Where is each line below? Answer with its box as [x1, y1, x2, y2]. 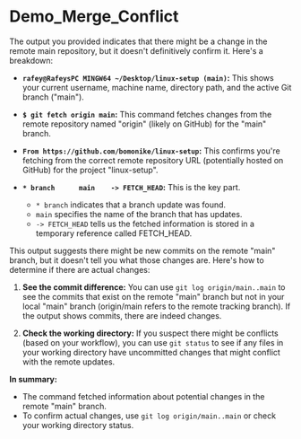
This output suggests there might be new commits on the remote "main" [9, 245, 276, 256]
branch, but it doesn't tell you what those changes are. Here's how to [9, 254, 264, 266]
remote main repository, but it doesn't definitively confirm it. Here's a [9, 45, 264, 56]
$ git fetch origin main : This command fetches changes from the [21, 109, 272, 119]
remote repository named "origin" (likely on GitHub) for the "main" [21, 119, 267, 129]
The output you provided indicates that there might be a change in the [9, 36, 268, 47]
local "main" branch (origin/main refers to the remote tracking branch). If [21, 301, 291, 312]
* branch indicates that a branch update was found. [35, 199, 227, 210]
